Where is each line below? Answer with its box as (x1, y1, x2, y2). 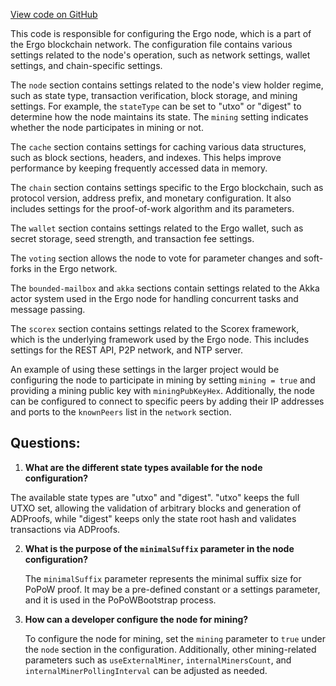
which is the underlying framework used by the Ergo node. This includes (10, 334, 310, 345)
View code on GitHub (10, 9, 98, 20)
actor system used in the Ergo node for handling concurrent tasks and (10, 293, 299, 304)
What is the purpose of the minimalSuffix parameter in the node (24, 542, 295, 554)
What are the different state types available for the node (24, 461, 263, 473)
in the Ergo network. (33, 263, 118, 274)
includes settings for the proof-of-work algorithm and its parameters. (10, 203, 295, 214)
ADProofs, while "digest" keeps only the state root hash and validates (10, 512, 297, 524)
